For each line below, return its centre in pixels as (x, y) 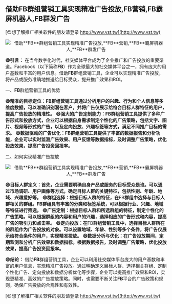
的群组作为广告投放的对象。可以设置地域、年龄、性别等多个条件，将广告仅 (84, 229)
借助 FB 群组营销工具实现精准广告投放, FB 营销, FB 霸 (84, 9)
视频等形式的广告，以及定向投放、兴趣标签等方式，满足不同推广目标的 (88, 126)
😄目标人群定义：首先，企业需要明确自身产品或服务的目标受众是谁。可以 (82, 184)
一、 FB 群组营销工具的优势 (33, 90)
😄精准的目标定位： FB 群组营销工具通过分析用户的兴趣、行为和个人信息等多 (84, 101)
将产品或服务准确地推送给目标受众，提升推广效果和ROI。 (65, 79)
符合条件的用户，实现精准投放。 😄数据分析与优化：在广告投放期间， (87, 236)
